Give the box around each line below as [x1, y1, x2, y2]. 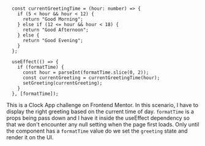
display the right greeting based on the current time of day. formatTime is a [6, 108, 195, 115]
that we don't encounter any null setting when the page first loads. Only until [6, 121, 199, 128]
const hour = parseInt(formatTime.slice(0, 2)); [22, 69, 149, 75]
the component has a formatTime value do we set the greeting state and [6, 127, 188, 134]
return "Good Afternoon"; [22, 27, 89, 33]
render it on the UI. [6, 134, 54, 141]
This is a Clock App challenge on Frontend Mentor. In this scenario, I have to [6, 102, 199, 108]
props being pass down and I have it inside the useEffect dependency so [6, 114, 190, 122]
